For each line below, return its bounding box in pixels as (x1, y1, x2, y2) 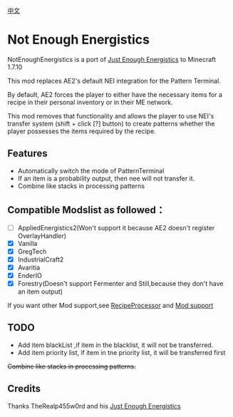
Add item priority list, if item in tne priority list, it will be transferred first (17, 348, 226, 356)
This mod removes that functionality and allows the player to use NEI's (7, 111, 214, 120)
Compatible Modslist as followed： (7, 204, 166, 216)
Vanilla (17, 239, 38, 247)
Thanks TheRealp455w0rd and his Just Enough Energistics (7, 401, 181, 410)
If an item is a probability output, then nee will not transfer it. (17, 174, 195, 182)
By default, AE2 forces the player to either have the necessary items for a (7, 90, 223, 98)
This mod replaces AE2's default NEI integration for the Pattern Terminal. (7, 76, 221, 85)
